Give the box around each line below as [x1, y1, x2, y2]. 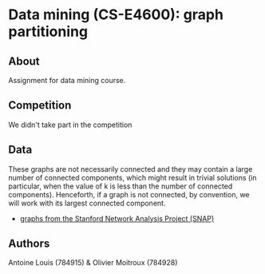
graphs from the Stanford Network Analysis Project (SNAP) [19, 213, 215, 223]
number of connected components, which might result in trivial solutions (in [8, 173, 257, 182]
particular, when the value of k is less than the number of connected [8, 181, 233, 191]
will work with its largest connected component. [8, 198, 166, 208]
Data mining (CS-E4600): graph [8, 6, 223, 24]
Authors [8, 237, 50, 251]
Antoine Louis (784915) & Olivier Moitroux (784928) [8, 258, 178, 268]
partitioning [8, 22, 89, 41]
